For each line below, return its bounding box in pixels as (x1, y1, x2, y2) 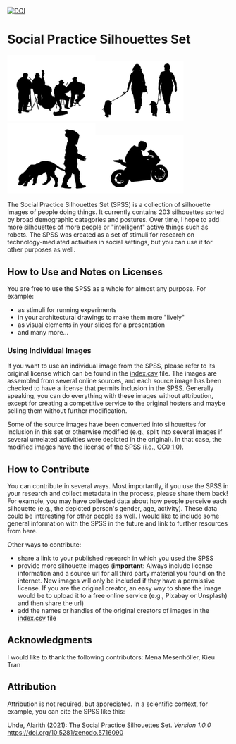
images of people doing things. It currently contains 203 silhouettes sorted (7, 208, 224, 216)
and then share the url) (17, 599, 85, 607)
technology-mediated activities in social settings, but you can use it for (7, 238, 213, 247)
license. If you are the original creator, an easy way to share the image (17, 584, 222, 593)
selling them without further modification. (7, 407, 128, 415)
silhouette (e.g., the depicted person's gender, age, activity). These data (7, 504, 217, 513)
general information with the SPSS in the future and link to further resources (7, 519, 228, 528)
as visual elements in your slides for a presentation (17, 321, 166, 329)
